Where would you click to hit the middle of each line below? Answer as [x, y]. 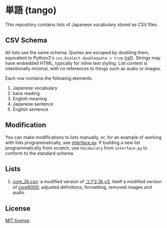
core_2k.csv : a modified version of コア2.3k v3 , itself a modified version [87, 182]
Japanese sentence [33, 104]
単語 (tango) [31, 10]
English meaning [30, 98]
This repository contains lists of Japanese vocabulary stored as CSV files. [82, 24]
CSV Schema [26, 40]
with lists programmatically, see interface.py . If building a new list [73, 142]
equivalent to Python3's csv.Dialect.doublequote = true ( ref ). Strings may [83, 58]
